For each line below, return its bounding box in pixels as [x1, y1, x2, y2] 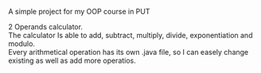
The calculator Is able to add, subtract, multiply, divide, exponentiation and [8, 31, 253, 40]
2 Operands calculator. [8, 22, 84, 31]
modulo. [8, 39, 36, 48]
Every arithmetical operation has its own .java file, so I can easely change [8, 48, 249, 56]
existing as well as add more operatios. [8, 56, 137, 65]
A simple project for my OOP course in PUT [8, 7, 150, 16]
